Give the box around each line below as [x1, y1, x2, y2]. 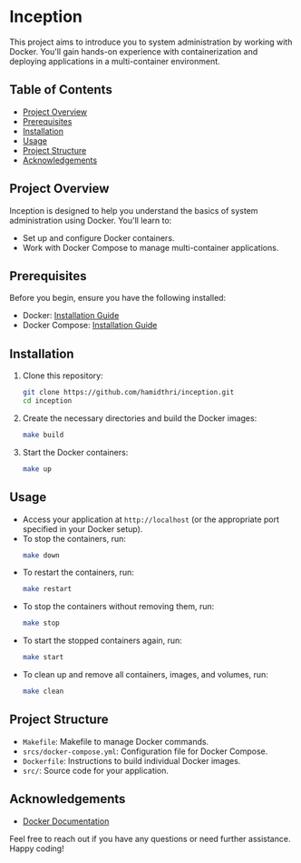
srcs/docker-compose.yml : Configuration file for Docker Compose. [22, 746, 268, 757]
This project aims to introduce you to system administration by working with [9, 36, 293, 47]
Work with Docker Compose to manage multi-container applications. [22, 242, 279, 253]
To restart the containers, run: [22, 567, 134, 578]
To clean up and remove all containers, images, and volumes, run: [22, 669, 269, 679]
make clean [22, 687, 64, 696]
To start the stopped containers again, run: [22, 635, 183, 647]
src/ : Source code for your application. [22, 765, 170, 776]
